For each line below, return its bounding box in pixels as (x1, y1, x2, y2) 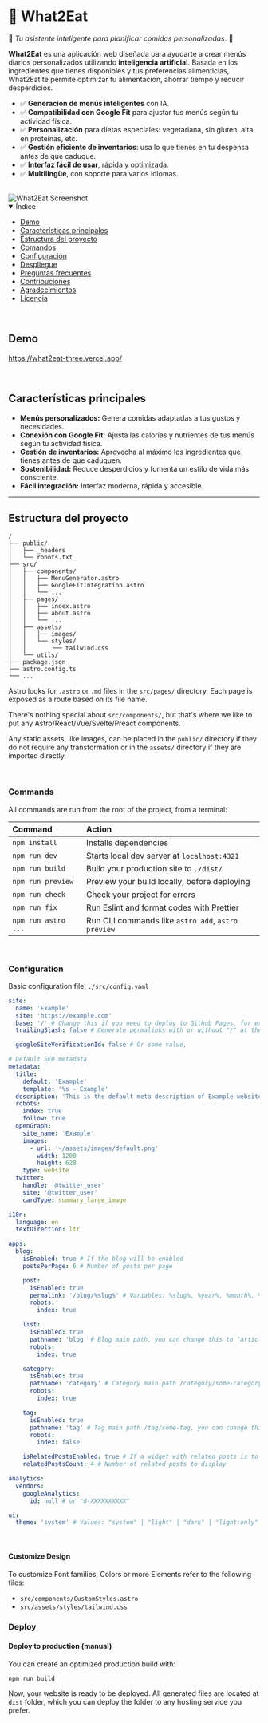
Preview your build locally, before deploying (86, 875, 250, 887)
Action (86, 824, 112, 835)
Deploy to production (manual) (8, 1642, 112, 1651)
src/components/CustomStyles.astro (19, 1595, 139, 1602)
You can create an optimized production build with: (8, 1659, 176, 1669)
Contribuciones (19, 276, 71, 286)
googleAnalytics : (22, 1489, 81, 1497)
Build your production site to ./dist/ (86, 863, 223, 874)
